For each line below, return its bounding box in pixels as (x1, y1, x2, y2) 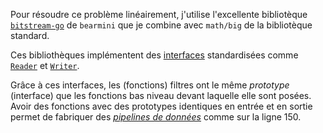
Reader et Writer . (10, 60, 80, 71)
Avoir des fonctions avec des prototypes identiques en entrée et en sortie (10, 100, 313, 112)
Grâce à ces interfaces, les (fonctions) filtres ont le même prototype (10, 79, 290, 91)
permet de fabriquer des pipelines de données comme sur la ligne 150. (10, 111, 302, 123)
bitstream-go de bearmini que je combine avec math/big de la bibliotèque (10, 19, 313, 31)
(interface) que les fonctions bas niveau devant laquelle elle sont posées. (10, 90, 312, 101)
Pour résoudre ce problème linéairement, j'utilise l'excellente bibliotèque (10, 9, 308, 20)
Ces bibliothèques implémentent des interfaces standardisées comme (10, 49, 299, 61)
